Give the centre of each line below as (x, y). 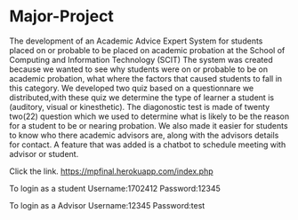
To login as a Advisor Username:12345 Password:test (107, 205)
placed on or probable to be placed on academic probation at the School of (147, 50)
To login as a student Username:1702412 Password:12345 (115, 188)
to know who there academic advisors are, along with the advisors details (144, 135)
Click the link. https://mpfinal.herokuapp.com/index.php (111, 171)
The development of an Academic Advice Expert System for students (136, 41)
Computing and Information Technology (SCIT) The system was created (141, 59)
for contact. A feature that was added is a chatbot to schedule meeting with (148, 145)
